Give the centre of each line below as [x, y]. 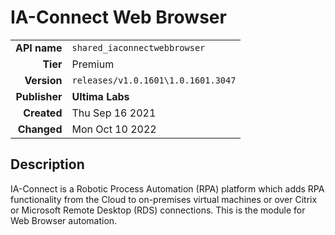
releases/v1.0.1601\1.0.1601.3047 [154, 80]
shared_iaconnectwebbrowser [138, 47]
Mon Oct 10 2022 [114, 129]
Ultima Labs [100, 96]
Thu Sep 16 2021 [114, 113]
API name [39, 48]
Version [43, 80]
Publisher [39, 96]
